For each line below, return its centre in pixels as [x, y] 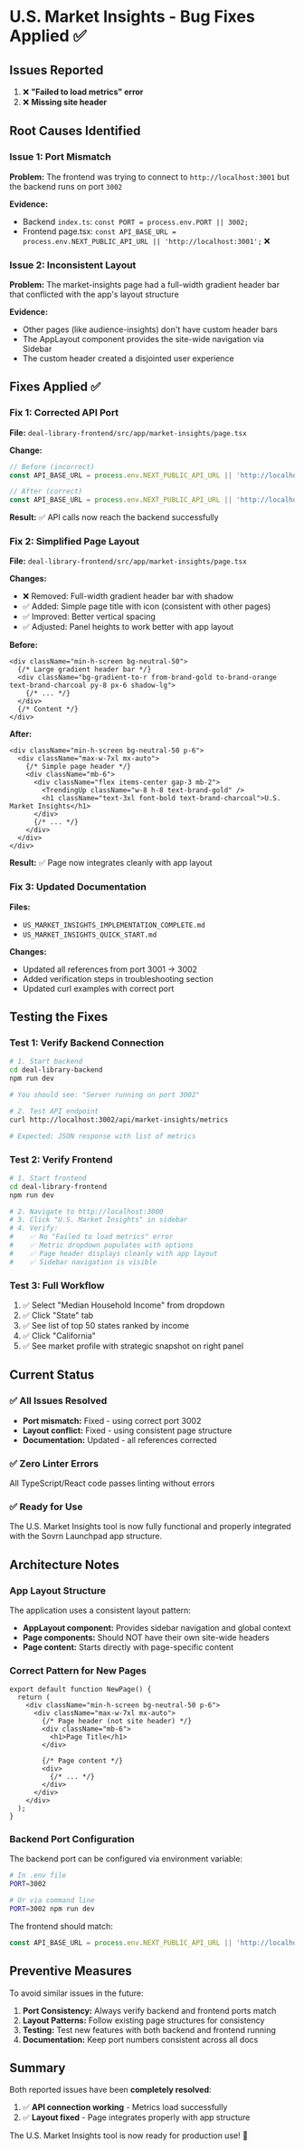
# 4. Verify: [34, 1228]
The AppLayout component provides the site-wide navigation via [143, 339]
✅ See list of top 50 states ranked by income [106, 1325]
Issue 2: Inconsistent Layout [73, 265]
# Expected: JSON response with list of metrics [103, 1136]
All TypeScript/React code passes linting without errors [112, 1483]
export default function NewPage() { [81, 1690]
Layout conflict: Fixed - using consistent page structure [127, 1430]
